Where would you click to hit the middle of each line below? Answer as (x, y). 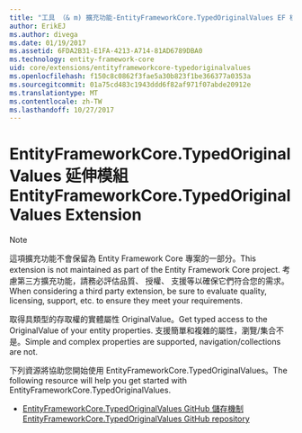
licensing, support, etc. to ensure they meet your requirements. (126, 301)
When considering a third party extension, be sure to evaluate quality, (138, 291)
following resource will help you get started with (98, 381)
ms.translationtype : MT (54, 93)
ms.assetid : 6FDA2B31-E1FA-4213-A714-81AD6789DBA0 (106, 51)
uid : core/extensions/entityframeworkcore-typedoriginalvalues (130, 68)
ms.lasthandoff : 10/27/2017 (62, 110)
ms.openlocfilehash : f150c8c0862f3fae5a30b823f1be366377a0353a (130, 77)
